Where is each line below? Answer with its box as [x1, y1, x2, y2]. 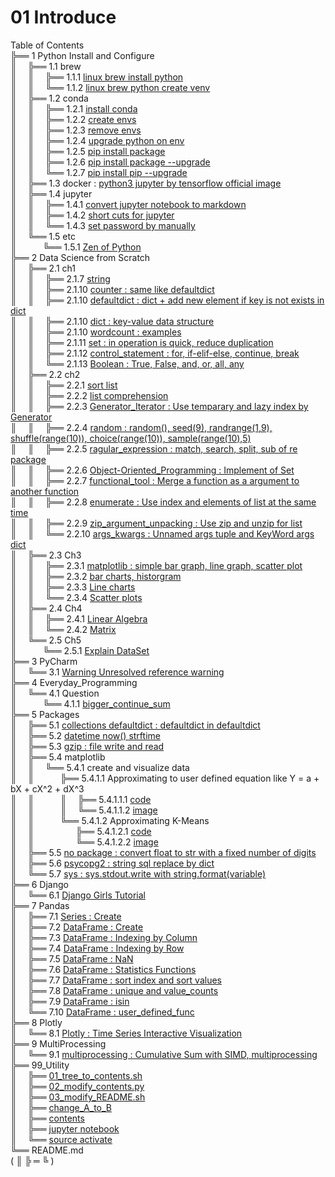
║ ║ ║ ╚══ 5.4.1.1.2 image [10, 804, 158, 816]
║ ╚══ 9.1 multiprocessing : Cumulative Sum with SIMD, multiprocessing [10, 1048, 318, 1060]
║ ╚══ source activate [10, 1133, 113, 1145]
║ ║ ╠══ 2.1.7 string [10, 272, 111, 285]
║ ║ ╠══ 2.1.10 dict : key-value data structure [10, 315, 215, 327]
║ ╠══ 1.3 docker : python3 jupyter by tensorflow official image [10, 177, 282, 189]
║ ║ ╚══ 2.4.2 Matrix [10, 623, 117, 635]
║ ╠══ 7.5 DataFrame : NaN [10, 952, 134, 965]
